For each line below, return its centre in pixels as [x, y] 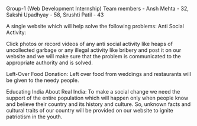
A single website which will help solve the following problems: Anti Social [95, 26]
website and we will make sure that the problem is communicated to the [94, 56]
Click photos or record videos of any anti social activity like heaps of [90, 44]
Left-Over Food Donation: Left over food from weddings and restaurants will [98, 74]
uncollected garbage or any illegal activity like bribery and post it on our [94, 50]
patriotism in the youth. [34, 117]
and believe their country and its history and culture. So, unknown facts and [98, 104]
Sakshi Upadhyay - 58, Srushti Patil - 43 [55, 15]
